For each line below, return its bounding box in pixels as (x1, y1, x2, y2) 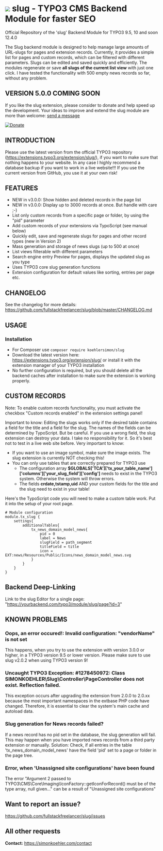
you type (12, 259, 30, 265)
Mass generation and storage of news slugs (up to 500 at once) (12, 243, 140, 249)
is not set (5, 636, 28, 643)
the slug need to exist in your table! (19, 486, 90, 492)
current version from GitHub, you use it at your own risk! (5, 170, 118, 176)
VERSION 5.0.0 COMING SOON (5, 89, 100, 98)
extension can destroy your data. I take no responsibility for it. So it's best (5, 435, 152, 441)
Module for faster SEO (5, 13, 96, 24)
